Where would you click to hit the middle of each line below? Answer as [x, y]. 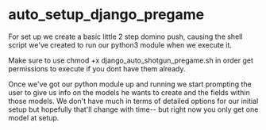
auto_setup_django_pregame [106, 15]
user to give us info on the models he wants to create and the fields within [129, 92]
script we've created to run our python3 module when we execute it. [120, 44]
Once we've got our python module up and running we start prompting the [130, 84]
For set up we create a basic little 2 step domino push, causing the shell [125, 36]
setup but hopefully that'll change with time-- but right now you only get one [133, 109]
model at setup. [34, 117]
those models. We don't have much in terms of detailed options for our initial [133, 101]
